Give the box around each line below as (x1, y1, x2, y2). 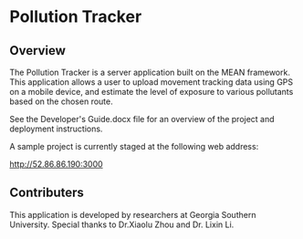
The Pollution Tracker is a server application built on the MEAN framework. (9, 67, 290, 78)
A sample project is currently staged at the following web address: (9, 141, 259, 151)
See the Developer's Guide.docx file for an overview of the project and (9, 114, 276, 124)
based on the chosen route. (9, 96, 113, 107)
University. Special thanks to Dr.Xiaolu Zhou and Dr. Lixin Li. (9, 219, 235, 230)
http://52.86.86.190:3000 (9, 159, 103, 170)
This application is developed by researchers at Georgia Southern (9, 209, 256, 220)
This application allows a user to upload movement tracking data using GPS (9, 77, 294, 88)
